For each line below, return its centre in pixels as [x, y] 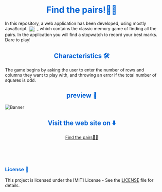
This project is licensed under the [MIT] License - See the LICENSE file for [79, 180]
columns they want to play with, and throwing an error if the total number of [81, 75]
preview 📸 [82, 96]
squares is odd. [20, 80]
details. [12, 185]
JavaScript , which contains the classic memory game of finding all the [81, 28]
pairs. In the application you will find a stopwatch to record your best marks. [81, 35]
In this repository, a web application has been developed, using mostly [76, 23]
